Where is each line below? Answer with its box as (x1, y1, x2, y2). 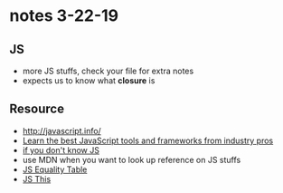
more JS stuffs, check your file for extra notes (22, 65, 194, 76)
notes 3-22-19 (9, 5, 119, 26)
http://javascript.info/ (22, 125, 101, 136)
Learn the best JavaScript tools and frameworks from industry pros (22, 135, 274, 146)
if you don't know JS (22, 144, 99, 155)
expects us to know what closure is (22, 75, 156, 86)
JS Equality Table (22, 164, 88, 175)
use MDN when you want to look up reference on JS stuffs (22, 154, 241, 165)
